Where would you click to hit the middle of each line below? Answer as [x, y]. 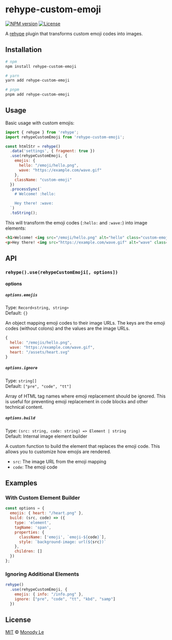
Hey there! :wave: [34, 203]
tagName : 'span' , [33, 528]
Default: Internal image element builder [46, 436]
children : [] [28, 551]
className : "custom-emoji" [43, 180]
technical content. [24, 407]
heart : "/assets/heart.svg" [40, 352]
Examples [21, 483]
